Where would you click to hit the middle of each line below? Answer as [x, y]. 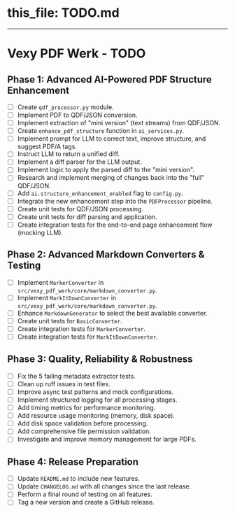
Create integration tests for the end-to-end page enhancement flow [115, 225]
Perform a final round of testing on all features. [85, 494]
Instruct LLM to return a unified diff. [69, 154]
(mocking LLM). [40, 232]
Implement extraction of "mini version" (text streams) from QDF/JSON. [119, 123]
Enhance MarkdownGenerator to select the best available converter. [112, 313]
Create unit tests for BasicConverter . [70, 321]
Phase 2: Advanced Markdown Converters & [106, 254]
